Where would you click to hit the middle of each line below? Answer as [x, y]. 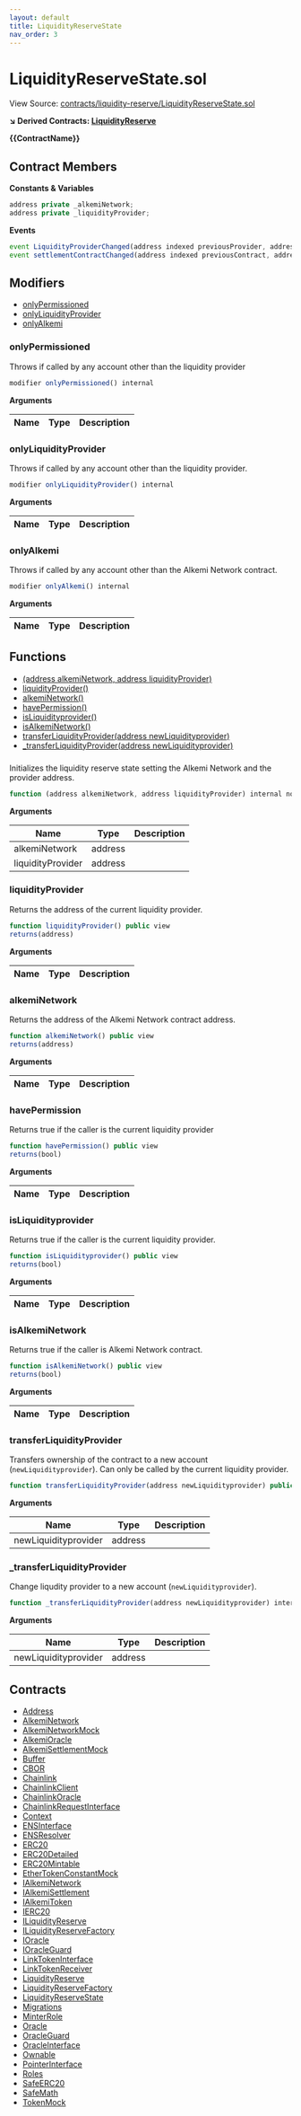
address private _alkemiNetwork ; [72, 205]
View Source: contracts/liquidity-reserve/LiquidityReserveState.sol [132, 103]
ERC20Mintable [51, 1864]
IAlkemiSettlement [56, 1892]
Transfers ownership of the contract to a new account [109, 1459]
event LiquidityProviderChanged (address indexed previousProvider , [138, 247]
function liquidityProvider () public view [90, 926]
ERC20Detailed [50, 1854]
